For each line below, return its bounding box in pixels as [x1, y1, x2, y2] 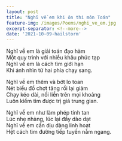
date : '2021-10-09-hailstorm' [6, 31, 82, 37]
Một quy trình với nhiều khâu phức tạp [6, 54, 100, 61]
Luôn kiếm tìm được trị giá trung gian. [6, 97, 99, 105]
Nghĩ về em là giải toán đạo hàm [6, 47, 86, 55]
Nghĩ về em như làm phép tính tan [6, 109, 90, 116]
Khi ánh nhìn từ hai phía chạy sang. [6, 67, 93, 74]
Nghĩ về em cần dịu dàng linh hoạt [6, 122, 91, 129]
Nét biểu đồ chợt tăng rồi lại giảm [6, 85, 89, 92]
